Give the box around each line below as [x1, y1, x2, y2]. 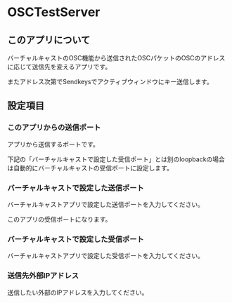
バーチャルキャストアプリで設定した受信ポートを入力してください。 [7, 252, 205, 260]
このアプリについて [7, 34, 91, 46]
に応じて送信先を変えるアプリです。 [7, 62, 112, 71]
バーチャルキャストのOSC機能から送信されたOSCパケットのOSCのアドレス [7, 54, 226, 62]
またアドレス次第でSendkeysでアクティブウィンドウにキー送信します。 [7, 78, 213, 86]
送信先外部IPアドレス [7, 271, 79, 281]
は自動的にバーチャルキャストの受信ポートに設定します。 [7, 163, 174, 172]
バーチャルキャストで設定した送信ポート [7, 183, 144, 193]
